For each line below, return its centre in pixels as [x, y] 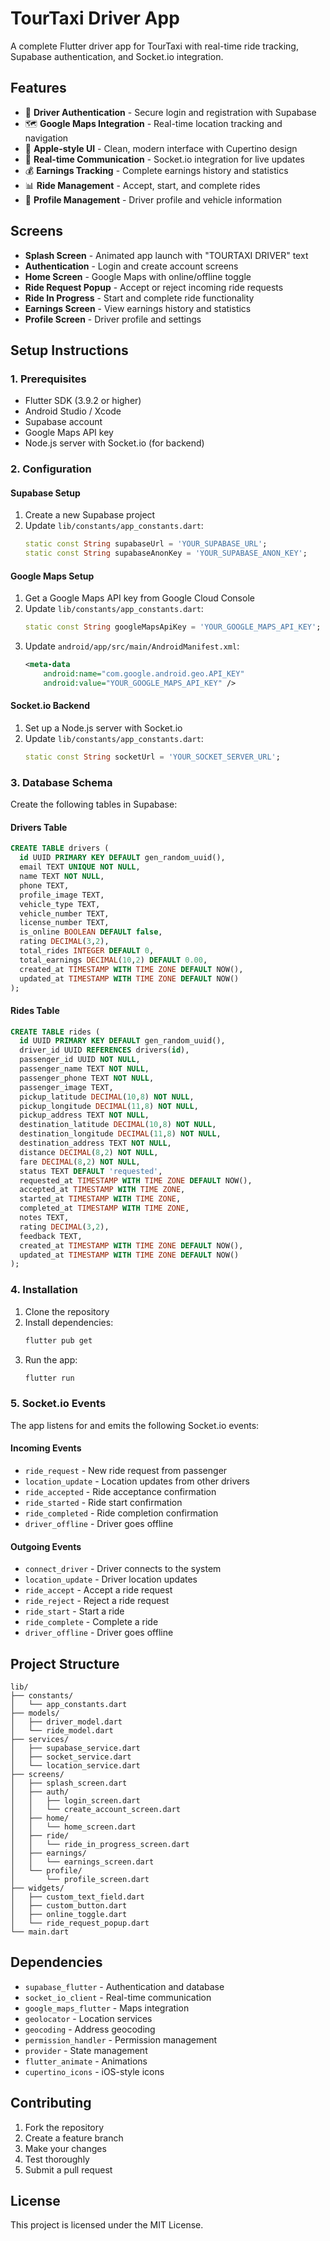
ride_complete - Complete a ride [91, 1622]
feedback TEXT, [51, 1236]
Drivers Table [39, 827]
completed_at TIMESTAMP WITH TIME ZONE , [104, 1208]
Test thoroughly [57, 2159]
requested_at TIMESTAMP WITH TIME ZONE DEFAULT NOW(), [136, 1180]
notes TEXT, [44, 1218]
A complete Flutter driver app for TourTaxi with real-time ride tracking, [154, 46]
